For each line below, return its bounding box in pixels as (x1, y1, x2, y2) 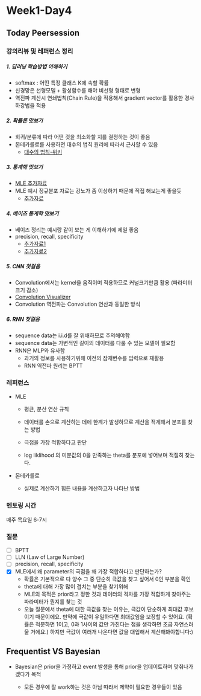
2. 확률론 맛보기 (6, 117, 43, 124)
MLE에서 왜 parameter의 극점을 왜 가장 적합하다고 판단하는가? (14, 568, 162, 575)
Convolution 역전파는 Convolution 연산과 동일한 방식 (14, 300, 141, 308)
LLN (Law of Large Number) (14, 553, 85, 561)
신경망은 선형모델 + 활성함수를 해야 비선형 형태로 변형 (14, 87, 141, 94)
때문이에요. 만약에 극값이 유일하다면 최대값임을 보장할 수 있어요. (35, 613, 185, 620)
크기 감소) (14, 286, 39, 294)
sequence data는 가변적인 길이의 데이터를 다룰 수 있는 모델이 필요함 (14, 340, 176, 347)
